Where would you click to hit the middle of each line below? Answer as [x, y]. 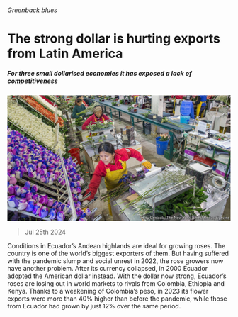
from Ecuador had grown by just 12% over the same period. [94, 306]
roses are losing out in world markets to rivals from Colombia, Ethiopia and [116, 284]
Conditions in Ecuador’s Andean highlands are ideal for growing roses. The [117, 246]
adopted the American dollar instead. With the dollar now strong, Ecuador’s [117, 276]
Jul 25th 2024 [45, 232]
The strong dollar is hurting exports [114, 38]
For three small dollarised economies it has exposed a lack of [100, 74]
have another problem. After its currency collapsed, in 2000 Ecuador [107, 269]
